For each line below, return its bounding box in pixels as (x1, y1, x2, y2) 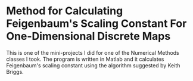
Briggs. (6, 68, 24, 75)
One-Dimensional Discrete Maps (6, 30, 171, 43)
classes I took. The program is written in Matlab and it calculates (6, 55, 164, 63)
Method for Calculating (6, 4, 123, 18)
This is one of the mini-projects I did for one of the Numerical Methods (6, 49, 180, 56)
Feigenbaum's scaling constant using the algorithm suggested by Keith (6, 61, 180, 69)
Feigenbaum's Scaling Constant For (6, 17, 187, 30)
